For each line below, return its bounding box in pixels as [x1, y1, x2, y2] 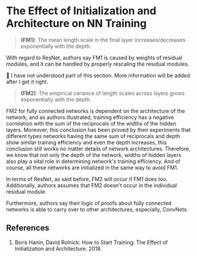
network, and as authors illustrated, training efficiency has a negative [6, 114, 174, 121]
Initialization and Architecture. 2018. [14, 245, 102, 252]
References [6, 223, 50, 233]
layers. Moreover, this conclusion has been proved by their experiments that [6, 126, 191, 133]
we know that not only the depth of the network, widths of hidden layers [6, 151, 182, 158]
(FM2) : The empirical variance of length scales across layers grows [20, 89, 185, 97]
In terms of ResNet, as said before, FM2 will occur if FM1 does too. [6, 175, 168, 182]
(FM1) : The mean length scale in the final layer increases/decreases [20, 36, 186, 43]
